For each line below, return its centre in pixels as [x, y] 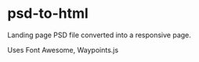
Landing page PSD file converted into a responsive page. [99, 35]
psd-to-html [48, 14]
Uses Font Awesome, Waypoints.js [63, 50]
